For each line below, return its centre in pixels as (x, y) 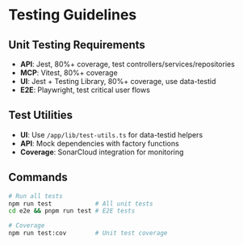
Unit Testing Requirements (77, 45)
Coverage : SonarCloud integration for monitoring (102, 152)
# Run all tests (36, 196)
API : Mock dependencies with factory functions (99, 143)
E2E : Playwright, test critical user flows (85, 90)
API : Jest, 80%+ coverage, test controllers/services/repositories (128, 64)
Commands (38, 177)
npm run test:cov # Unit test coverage (88, 233)
